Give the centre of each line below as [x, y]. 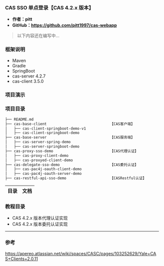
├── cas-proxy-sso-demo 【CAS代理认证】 [72, 151]
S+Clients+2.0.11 [21, 259]
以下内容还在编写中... [38, 36]
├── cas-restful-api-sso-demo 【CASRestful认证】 [76, 178]
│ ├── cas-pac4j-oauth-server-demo [43, 174]
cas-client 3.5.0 [28, 81]
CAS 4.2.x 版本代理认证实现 [40, 218]
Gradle [19, 66]
